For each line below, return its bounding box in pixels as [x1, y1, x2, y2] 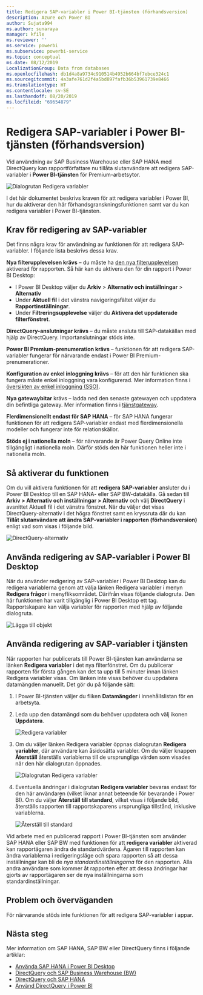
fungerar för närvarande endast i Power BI [29, 352, 135, 359]
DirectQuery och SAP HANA [15, 976, 85, 983]
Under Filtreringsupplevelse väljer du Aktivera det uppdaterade [15, 309, 178, 317]
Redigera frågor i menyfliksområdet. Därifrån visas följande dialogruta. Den [6, 590, 195, 597]
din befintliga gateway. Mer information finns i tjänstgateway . [6, 401, 159, 409]
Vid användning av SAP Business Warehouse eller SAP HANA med [6, 158, 172, 165]
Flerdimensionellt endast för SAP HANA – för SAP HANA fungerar [6, 413, 173, 420]
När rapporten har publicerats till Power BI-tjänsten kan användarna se [6, 655, 183, 662]
